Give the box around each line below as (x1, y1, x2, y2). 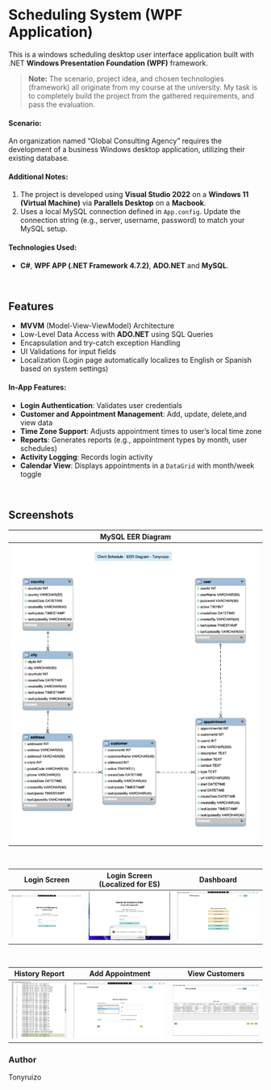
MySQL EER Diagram (99, 532, 172, 541)
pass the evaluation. (27, 99, 95, 109)
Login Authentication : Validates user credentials (19, 400, 183, 410)
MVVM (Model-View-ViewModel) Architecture (19, 321, 175, 330)
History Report (14, 969, 65, 978)
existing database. (8, 154, 70, 163)
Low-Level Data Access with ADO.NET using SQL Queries (19, 330, 214, 339)
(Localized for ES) (98, 879, 161, 889)
